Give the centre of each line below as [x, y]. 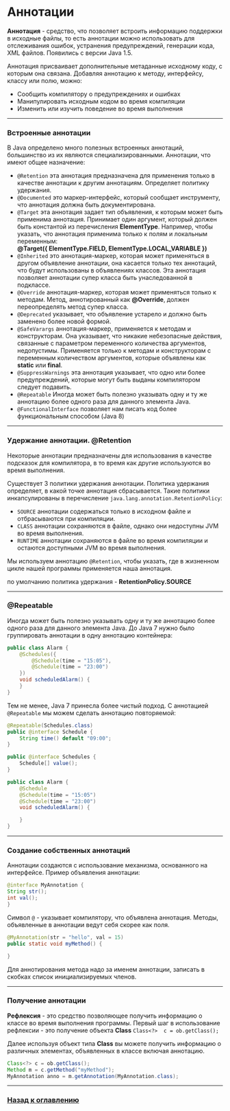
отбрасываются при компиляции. [66, 518]
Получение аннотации [47, 1001]
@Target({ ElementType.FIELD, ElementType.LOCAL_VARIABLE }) [112, 248]
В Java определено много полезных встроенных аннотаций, [95, 148]
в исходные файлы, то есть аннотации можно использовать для [101, 38]
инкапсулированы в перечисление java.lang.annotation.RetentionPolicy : [115, 498]
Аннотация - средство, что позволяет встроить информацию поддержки [115, 31]
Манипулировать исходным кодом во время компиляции [101, 101]
